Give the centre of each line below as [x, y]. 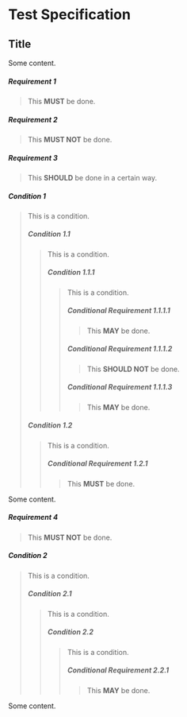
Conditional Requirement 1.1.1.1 [118, 311]
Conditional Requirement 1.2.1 [97, 463]
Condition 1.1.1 [71, 273]
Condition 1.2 [50, 425]
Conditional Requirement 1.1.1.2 [120, 349]
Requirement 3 [33, 157]
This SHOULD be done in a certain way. [92, 177]
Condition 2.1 [50, 594]
